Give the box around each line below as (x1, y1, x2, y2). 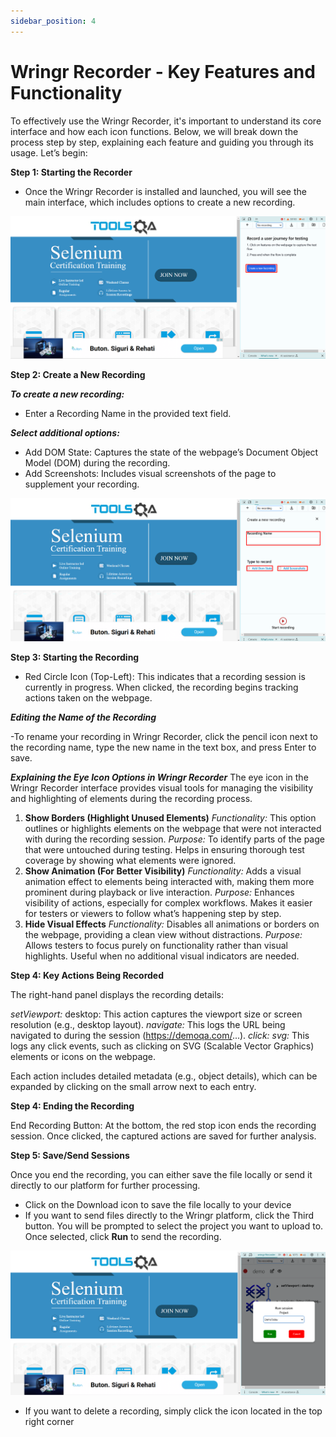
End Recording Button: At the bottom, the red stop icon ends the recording (10, 1120, 317, 1132)
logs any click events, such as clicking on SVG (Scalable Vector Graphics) (10, 1040, 315, 1052)
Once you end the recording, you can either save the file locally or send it (10, 1169, 313, 1181)
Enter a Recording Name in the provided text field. (24, 408, 232, 420)
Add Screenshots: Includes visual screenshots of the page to (24, 468, 277, 480)
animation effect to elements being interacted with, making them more (24, 876, 315, 888)
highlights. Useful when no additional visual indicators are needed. (24, 950, 300, 962)
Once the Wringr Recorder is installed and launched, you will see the (24, 185, 307, 197)
